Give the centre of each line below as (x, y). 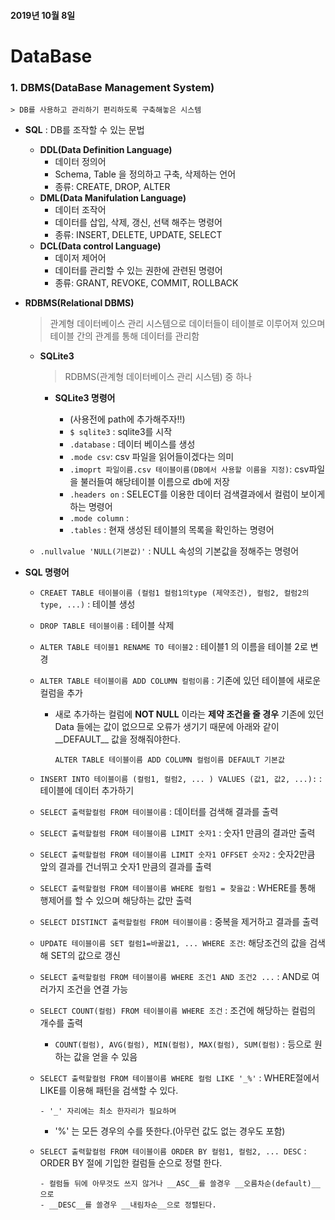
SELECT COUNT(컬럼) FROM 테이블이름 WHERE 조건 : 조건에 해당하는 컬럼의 (177, 1011)
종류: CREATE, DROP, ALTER (112, 187)
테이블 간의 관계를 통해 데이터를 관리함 (124, 336)
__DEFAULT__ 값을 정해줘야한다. (118, 739)
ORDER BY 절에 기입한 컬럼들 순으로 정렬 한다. (131, 1163)
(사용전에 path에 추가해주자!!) (127, 419)
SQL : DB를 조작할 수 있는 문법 (84, 130)
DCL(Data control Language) (100, 246)
